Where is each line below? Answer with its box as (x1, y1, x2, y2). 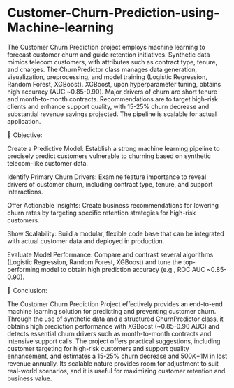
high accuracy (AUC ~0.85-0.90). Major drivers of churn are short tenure (7, 87, 218, 96)
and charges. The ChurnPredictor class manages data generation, (7, 65, 198, 73)
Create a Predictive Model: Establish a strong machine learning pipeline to (7, 144, 220, 152)
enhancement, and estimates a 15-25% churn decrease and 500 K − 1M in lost (7, 352, 228, 360)
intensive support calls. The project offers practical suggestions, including (7, 337, 221, 345)
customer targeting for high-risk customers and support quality (7, 344, 189, 352)
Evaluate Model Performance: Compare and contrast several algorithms (7, 250, 214, 259)
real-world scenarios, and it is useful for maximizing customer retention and (7, 366, 226, 375)
